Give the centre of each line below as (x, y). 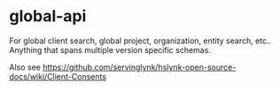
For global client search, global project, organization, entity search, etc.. (140, 41)
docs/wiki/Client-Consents (58, 76)
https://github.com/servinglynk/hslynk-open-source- (140, 67)
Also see (25, 67)
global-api (48, 16)
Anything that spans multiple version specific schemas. (110, 49)
